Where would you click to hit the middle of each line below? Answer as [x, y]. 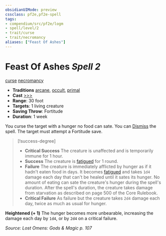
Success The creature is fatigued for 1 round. [72, 161]
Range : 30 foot [28, 100]
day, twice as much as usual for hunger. [66, 203]
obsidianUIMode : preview [31, 10]
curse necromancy [24, 80]
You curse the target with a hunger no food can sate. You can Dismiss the [81, 126]
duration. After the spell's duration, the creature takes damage [89, 187]
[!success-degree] [36, 141]
